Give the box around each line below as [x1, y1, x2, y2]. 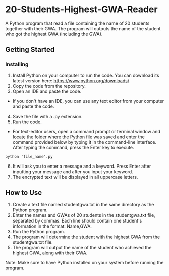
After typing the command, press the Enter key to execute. [12, 144, 135, 150]
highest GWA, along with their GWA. [12, 250, 88, 256]
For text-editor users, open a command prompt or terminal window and [12, 128, 160, 134]
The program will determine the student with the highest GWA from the [12, 234, 160, 240]
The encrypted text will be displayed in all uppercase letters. [12, 174, 138, 180]
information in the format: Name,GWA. [12, 223, 92, 229]
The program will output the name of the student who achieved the [12, 245, 152, 251]
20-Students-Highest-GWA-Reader [5, 4, 158, 15]
